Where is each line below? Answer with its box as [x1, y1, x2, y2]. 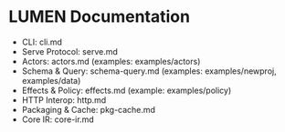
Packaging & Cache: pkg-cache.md [21, 104, 156, 115]
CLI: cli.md [21, 36, 63, 47]
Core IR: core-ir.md [21, 114, 94, 125]
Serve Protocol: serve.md [21, 46, 118, 56]
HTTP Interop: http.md [21, 94, 107, 106]
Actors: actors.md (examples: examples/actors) [21, 56, 201, 66]
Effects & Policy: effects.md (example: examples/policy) [21, 85, 232, 96]
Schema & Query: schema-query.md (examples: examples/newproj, [21, 66, 277, 76]
